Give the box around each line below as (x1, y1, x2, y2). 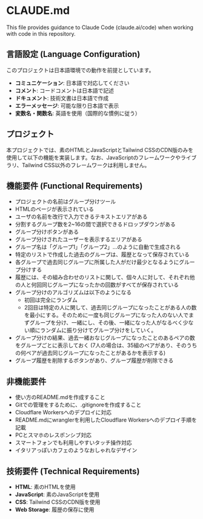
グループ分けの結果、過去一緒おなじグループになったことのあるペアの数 (15, 334, 195, 342)
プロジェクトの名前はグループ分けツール (15, 198, 116, 205)
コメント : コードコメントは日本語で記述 (15, 87, 114, 94)
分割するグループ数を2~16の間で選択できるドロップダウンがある (15, 220, 176, 228)
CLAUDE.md (6, 4, 70, 18)
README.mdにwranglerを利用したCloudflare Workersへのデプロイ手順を (15, 416, 197, 424)
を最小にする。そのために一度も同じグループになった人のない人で (24, 311, 189, 319)
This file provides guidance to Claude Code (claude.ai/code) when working (6, 24, 194, 31)
